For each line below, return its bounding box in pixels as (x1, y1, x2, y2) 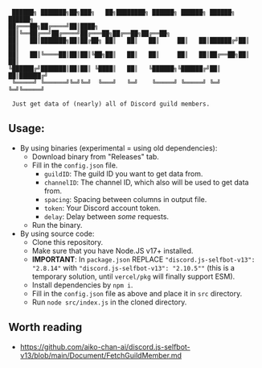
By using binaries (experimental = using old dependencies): (19, 143, 218, 153)
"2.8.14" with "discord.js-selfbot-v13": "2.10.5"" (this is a (31, 263, 235, 272)
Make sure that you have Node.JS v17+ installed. (31, 246, 194, 255)
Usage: (8, 122, 46, 135)
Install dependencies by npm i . (31, 279, 133, 290)
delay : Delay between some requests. (43, 211, 170, 221)
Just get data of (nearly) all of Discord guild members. (11, 100, 211, 108)
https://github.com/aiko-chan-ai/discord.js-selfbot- (19, 341, 190, 351)
